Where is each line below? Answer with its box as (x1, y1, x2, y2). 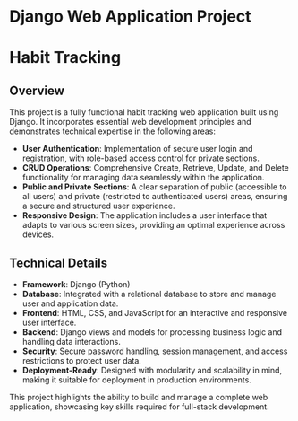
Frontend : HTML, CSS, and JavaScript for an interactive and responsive (21, 308, 288, 318)
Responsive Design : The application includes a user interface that (21, 210, 268, 221)
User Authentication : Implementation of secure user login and (21, 144, 253, 154)
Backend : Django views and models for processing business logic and (21, 327, 283, 338)
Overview (9, 83, 65, 98)
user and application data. (21, 298, 119, 309)
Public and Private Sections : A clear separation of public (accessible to (21, 181, 288, 192)
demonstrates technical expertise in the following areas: (9, 126, 217, 136)
